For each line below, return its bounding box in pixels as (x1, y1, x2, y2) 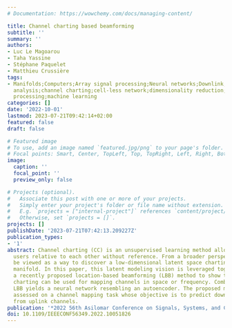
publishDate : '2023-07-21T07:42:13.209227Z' (7, 227, 137, 234)
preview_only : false (13, 176, 72, 183)
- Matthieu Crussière (7, 67, 70, 75)
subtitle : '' (7, 29, 45, 36)
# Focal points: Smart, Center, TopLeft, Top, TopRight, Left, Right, (7, 151, 215, 157)
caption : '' (13, 164, 48, 171)
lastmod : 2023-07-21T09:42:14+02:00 (7, 113, 113, 119)
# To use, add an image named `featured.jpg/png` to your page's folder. (7, 144, 224, 151)
